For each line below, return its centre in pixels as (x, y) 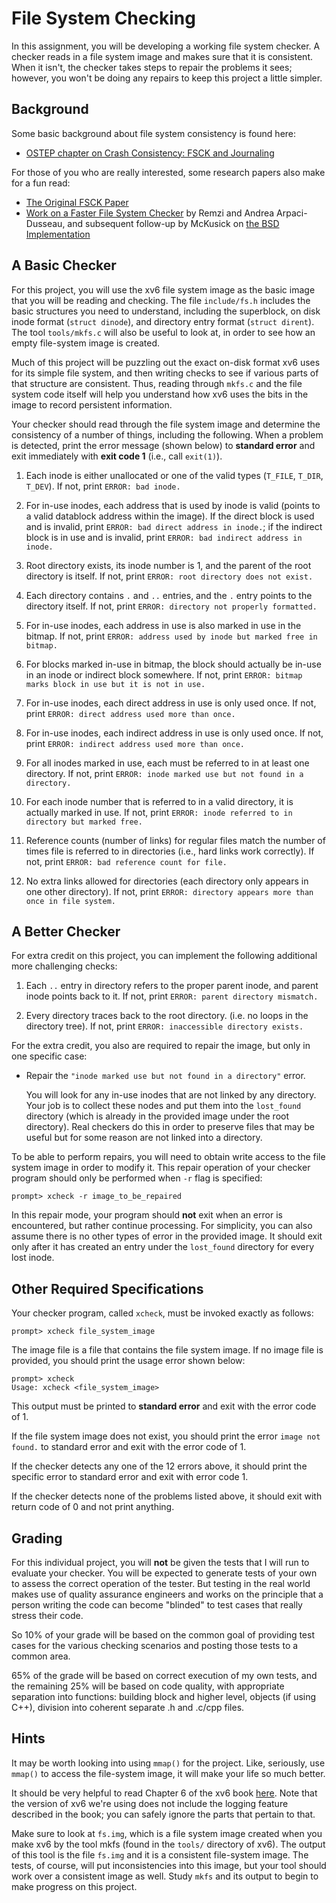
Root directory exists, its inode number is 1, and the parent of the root (168, 565)
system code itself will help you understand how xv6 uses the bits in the (160, 394)
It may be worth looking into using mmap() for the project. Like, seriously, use (168, 1763)
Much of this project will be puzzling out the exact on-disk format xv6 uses (166, 362)
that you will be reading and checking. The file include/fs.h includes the (161, 300)
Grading (37, 1538)
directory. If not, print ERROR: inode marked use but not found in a (164, 773)
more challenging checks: (64, 966)
